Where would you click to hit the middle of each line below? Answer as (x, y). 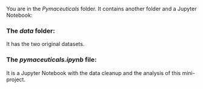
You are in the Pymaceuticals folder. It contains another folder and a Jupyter (101, 9)
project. (16, 79)
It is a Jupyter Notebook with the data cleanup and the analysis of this (94, 73)
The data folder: (31, 31)
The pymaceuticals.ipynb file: (52, 60)
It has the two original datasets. (45, 44)
